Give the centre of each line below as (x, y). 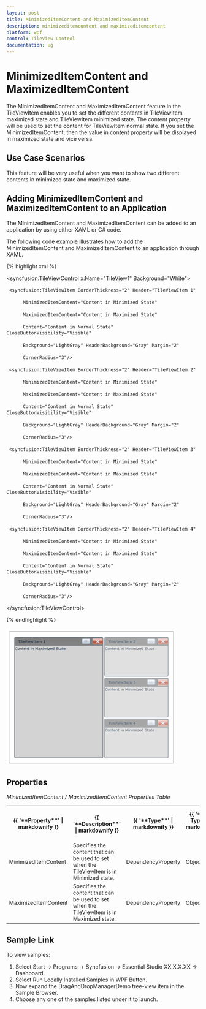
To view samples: (28, 954)
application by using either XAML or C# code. (64, 229)
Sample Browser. (36, 992)
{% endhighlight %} (31, 619)
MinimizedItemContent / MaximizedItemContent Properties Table (88, 797)
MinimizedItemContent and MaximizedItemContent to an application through (103, 248)
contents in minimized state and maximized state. (69, 179)
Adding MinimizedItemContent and (74, 199)
